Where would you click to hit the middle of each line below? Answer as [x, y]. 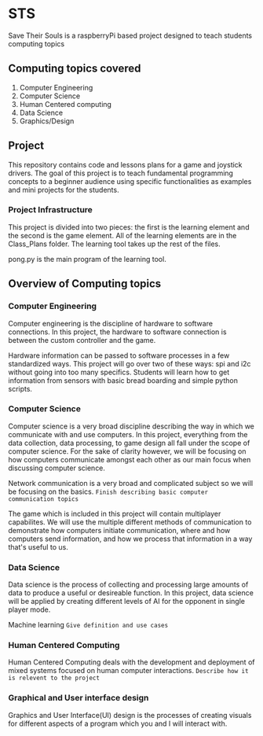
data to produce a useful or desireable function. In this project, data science [131, 593]
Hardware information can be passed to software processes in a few [119, 355]
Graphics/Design [47, 121]
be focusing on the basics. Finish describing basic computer [108, 491]
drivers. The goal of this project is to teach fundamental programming [121, 173]
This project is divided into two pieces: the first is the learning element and [129, 227]
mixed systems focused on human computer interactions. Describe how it [128, 671]
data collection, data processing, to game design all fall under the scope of [129, 443]
